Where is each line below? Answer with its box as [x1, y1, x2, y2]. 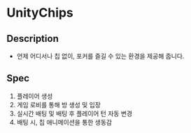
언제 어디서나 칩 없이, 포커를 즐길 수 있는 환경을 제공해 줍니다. [16, 52, 185, 60]
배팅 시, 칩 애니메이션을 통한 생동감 [16, 118, 113, 126]
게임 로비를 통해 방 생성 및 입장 [16, 100, 101, 109]
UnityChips [6, 5, 74, 21]
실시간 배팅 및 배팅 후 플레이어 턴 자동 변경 [16, 109, 133, 118]
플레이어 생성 [16, 92, 53, 100]
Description [6, 33, 59, 45]
